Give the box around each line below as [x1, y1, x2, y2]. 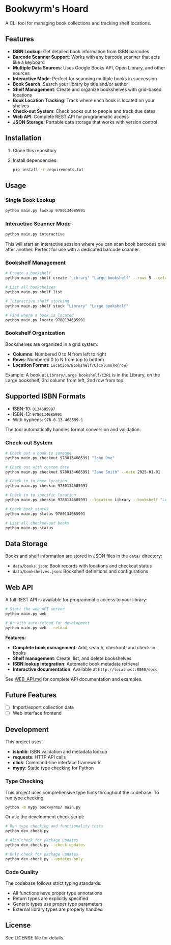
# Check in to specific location [5, 492, 76, 498]
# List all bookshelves [5, 285, 56, 290]
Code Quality [5, 868, 39, 876]
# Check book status [5, 506, 49, 511]
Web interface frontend [12, 710, 62, 716]
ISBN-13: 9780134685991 [12, 411, 63, 417]
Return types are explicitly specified [12, 895, 88, 902]
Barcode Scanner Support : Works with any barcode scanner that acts [12, 54, 160, 60]
